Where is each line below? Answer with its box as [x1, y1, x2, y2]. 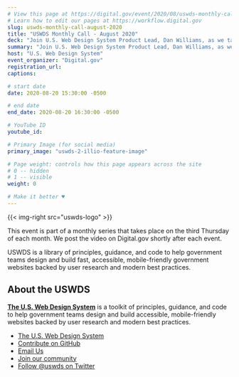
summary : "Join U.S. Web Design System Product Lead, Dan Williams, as [7, 43, 224, 51]
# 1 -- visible [7, 174, 53, 181]
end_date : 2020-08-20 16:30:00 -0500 [7, 109, 119, 116]
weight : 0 [7, 181, 37, 188]
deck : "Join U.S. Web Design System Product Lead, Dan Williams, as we [7, 37, 224, 44]
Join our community [17, 354, 77, 363]
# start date [7, 83, 46, 90]
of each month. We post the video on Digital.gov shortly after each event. [7, 234, 223, 243]
